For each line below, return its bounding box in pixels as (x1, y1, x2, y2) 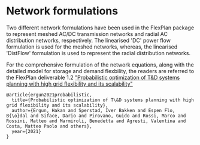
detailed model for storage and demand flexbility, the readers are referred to (6, 67, 195, 74)
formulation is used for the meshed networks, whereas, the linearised (6, 43, 178, 50)
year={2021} (11, 128, 42, 134)
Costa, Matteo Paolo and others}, (6, 123, 93, 129)
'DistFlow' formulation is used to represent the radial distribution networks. (6, 49, 191, 56)
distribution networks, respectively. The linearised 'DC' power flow (6, 37, 171, 44)
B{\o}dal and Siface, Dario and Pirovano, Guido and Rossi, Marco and (6, 113, 186, 119)
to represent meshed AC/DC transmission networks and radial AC (6, 30, 168, 37)
